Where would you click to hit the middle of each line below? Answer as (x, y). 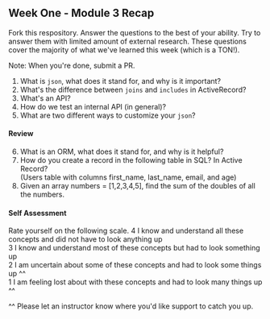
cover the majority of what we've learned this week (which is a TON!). (124, 50)
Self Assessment (37, 213)
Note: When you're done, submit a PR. (72, 65)
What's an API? (45, 98)
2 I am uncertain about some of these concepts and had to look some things (135, 265)
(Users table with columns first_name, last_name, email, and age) (128, 177)
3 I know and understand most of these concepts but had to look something (134, 248)
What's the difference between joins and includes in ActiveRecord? (133, 89)
